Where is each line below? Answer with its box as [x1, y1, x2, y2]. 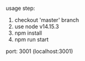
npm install [14, 29, 42, 37]
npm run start [14, 36, 49, 43]
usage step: [5, 5, 35, 12]
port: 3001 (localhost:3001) [5, 48, 73, 55]
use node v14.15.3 [14, 23, 59, 30]
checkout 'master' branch [14, 16, 80, 23]
